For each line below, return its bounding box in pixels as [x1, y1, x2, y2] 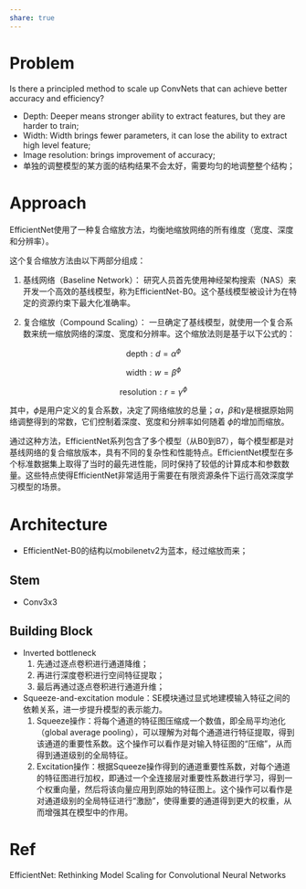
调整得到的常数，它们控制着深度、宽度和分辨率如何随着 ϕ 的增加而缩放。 [16, 417, 290, 428]
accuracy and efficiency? [9, 92, 105, 103]
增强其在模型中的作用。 [44, 807, 133, 818]
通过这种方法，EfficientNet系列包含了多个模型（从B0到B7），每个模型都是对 [9, 436, 294, 447]
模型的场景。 [16, 482, 66, 492]
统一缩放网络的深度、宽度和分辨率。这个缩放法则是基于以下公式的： [38, 328, 295, 339]
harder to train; [22, 120, 79, 131]
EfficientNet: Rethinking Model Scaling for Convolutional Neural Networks [9, 869, 286, 880]
